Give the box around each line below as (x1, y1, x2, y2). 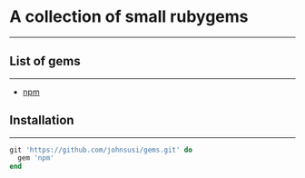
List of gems (9, 54, 81, 69)
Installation (9, 113, 74, 128)
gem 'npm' (17, 153, 54, 163)
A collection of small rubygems (9, 6, 249, 27)
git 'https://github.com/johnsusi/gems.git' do (9, 145, 193, 154)
